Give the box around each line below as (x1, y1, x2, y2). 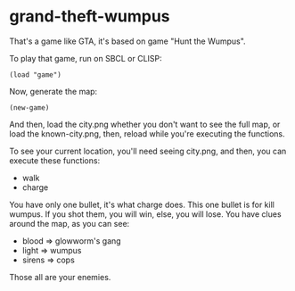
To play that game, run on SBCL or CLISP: (9, 53, 162, 63)
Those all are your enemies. (9, 271, 111, 282)
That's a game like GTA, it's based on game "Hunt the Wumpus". (9, 36, 247, 46)
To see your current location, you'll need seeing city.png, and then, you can (9, 145, 287, 156)
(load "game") (9, 70, 62, 79)
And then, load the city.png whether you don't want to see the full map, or (9, 119, 281, 129)
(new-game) (9, 103, 50, 112)
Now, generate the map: (9, 86, 98, 96)
